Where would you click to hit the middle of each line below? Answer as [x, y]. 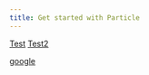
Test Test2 [29, 43]
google [23, 61]
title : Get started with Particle [75, 18]
